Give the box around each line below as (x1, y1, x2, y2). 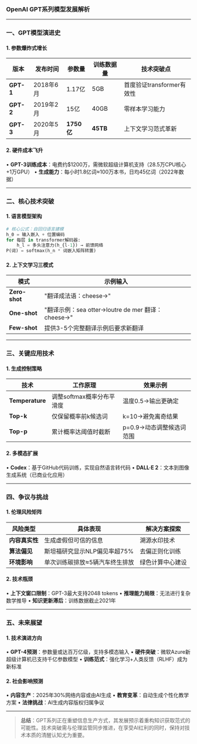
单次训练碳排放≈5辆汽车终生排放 (44, 558, 134, 566)
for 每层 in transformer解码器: (6, 237, 81, 243)
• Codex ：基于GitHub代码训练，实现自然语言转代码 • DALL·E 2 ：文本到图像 (6, 464, 189, 471)
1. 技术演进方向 (6, 634, 42, 641)
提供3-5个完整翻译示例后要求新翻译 (44, 324, 144, 332)
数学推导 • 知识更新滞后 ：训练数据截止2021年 (6, 597, 116, 604)
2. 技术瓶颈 (6, 576, 33, 583)
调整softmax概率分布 (52, 393, 110, 401)
